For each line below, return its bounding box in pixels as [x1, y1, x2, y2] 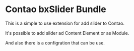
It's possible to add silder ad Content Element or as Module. [5, 30, 129, 36]
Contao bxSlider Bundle [5, 4, 107, 15]
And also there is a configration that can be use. [5, 39, 105, 46]
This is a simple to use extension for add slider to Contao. [5, 20, 125, 26]
